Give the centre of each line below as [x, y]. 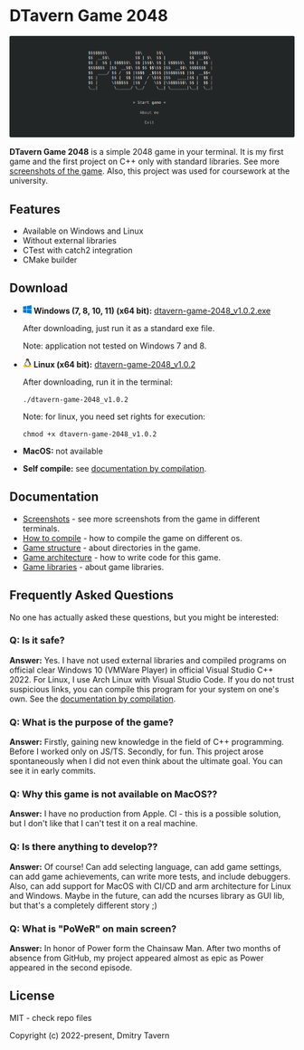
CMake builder [50, 260]
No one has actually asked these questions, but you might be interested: [144, 617]
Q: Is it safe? [37, 641]
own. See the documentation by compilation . [93, 699]
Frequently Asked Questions [92, 595]
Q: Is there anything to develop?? [84, 847]
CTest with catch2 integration [77, 251]
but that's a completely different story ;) [84, 905]
